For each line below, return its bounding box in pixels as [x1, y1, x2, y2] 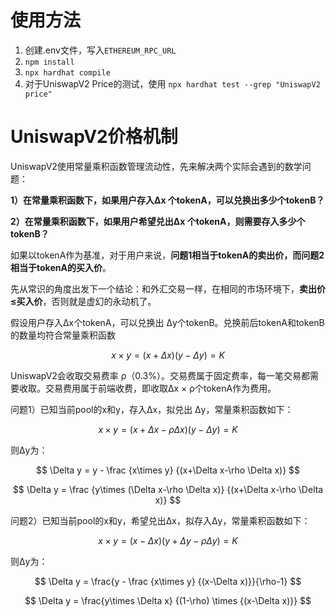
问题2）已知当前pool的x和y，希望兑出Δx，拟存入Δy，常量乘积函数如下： [10, 514, 311, 526]
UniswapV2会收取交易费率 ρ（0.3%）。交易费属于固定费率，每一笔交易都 [10, 369, 310, 381]
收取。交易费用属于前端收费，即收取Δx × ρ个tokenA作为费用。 [18, 382, 277, 394]
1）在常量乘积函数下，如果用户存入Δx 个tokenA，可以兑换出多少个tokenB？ [10, 194, 325, 206]
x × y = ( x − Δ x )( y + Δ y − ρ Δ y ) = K [98, 534, 238, 546]
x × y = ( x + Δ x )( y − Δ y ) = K [111, 349, 225, 361]
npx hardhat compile [24, 67, 111, 78]
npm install [24, 57, 75, 67]
